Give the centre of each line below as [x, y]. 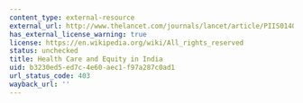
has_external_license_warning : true [78, 34]
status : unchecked [44, 51]
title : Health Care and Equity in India [87, 59]
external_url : [36, 26]
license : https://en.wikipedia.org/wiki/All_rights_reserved [127, 43]
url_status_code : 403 [50, 76]
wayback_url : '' [40, 84]
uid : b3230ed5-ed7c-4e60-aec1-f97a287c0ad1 [92, 68]
